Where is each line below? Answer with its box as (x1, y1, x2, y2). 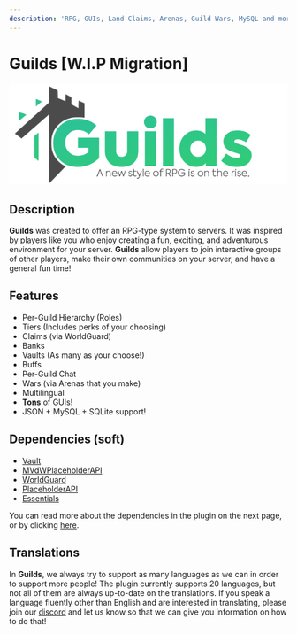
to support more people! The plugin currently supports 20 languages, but (9, 578, 276, 589)
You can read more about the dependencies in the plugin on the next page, (9, 510, 283, 521)
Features (9, 289, 59, 304)
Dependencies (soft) (9, 432, 126, 447)
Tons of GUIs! (21, 397, 73, 407)
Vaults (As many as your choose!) (21, 350, 145, 360)
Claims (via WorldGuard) (21, 330, 112, 341)
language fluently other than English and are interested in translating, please (9, 597, 287, 607)
